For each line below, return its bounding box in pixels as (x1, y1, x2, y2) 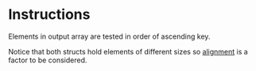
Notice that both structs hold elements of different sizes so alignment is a (8, 47, 248, 56)
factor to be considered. (8, 55, 87, 65)
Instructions (8, 6, 91, 24)
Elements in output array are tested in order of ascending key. (8, 32, 211, 41)
